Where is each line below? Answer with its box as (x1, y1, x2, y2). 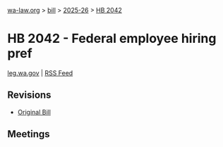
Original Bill (17, 108, 52, 116)
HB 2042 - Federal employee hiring (7, 31, 217, 46)
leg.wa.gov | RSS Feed (7, 68, 73, 77)
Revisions (7, 89, 52, 101)
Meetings (7, 128, 51, 140)
